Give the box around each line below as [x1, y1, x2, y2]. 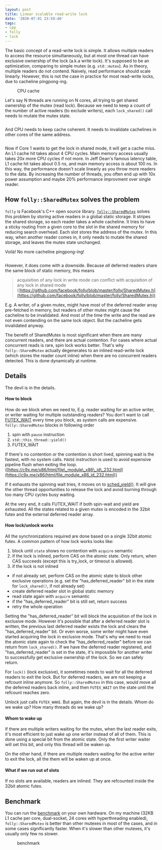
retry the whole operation [12, 603, 63, 610]
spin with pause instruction [12, 431, 65, 437]
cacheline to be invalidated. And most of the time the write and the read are [5, 312, 156, 318]
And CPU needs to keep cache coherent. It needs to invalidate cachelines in [5, 126, 156, 132]
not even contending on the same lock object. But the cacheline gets [5, 317, 142, 323]
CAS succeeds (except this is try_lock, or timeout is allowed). [12, 558, 134, 564]
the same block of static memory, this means [5, 268, 95, 273]
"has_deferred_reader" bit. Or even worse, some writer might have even [5, 629, 148, 634]
